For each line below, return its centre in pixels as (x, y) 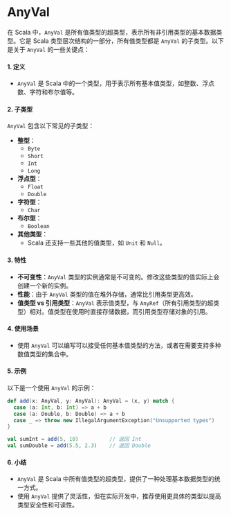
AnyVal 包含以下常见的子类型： (51, 126)
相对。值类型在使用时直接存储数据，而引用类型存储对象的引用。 (120, 311)
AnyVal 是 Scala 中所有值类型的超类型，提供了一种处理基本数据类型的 (115, 479)
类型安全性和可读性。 (47, 505)
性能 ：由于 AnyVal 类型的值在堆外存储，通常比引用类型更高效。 (107, 294)
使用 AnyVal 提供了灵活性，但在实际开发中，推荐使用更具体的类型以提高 (119, 496)
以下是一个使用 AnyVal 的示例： (52, 387)
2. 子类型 (20, 109)
